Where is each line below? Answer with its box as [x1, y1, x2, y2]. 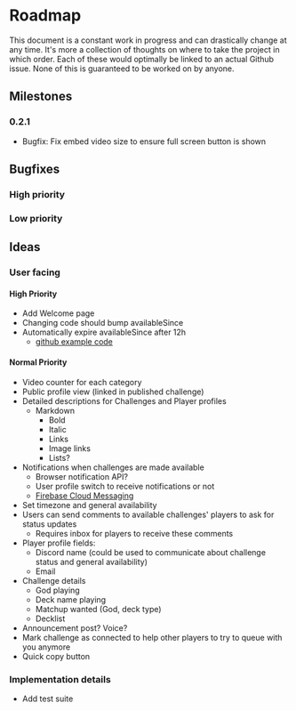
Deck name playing [35, 594, 107, 605]
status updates [21, 518, 77, 529]
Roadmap [9, 5, 82, 26]
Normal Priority [9, 357, 68, 368]
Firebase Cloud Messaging [35, 490, 134, 501]
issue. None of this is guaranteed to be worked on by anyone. [9, 63, 235, 74]
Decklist [35, 613, 66, 624]
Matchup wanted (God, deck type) [35, 603, 162, 614]
